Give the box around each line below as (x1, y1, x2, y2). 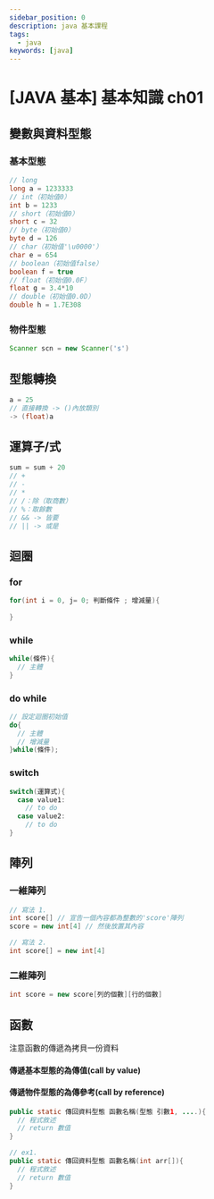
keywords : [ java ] (9, 46, 74, 55)
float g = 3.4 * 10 (9, 283, 74, 293)
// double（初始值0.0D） (9, 292, 95, 301)
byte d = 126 (9, 234, 58, 243)
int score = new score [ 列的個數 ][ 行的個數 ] (9, 990, 163, 1000)
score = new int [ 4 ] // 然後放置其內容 (9, 922, 144, 931)
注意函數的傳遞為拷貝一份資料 (9, 1043, 119, 1053)
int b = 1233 (9, 200, 58, 210)
